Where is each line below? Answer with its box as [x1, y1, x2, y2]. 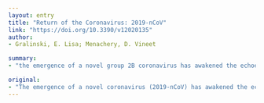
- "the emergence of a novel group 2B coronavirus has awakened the [8, 62, 237, 70]
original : [8, 76, 41, 83]
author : [8, 33, 34, 41]
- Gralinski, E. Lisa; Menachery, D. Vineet [8, 41, 156, 48]
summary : [8, 55, 37, 62]
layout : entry [8, 11, 55, 20]
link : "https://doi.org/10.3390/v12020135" [8, 26, 153, 34]
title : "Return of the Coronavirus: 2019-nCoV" [8, 19, 167, 27]
